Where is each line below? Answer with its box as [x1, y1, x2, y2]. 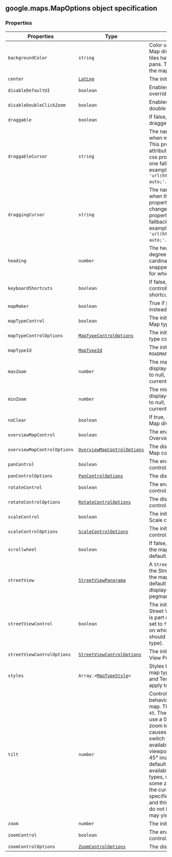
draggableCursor [8, 153, 48, 159]
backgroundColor [8, 55, 48, 60]
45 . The [149, 709, 167, 716]
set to [149, 620, 163, 627]
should [149, 633, 165, 640]
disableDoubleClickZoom [8, 102, 66, 108]
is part [149, 614, 165, 621]
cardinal [149, 257, 169, 264]
